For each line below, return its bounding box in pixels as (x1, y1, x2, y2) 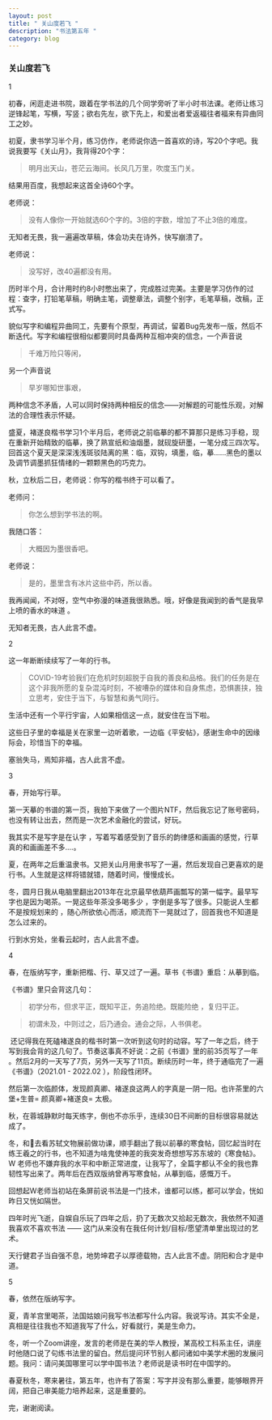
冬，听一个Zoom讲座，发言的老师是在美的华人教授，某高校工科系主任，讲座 (8, 1337, 261, 1348)
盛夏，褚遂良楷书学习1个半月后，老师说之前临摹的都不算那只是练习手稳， (8, 427, 253, 437)
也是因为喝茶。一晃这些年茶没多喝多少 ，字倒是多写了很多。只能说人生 (15, 896, 252, 907)
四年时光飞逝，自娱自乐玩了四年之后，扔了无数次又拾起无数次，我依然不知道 (8, 1213, 264, 1222)
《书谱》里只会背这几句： (8, 984, 94, 994)
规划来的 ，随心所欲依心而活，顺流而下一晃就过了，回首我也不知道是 (29, 907, 259, 916)
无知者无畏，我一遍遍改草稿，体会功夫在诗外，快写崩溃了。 (8, 232, 207, 241)
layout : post (8, 11, 53, 20)
